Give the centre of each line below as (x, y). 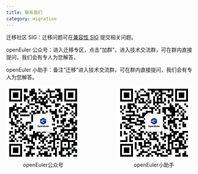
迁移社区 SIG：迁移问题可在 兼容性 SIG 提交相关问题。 (72, 37)
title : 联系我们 (24, 12)
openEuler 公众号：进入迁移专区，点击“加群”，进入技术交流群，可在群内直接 (99, 50)
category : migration (32, 19)
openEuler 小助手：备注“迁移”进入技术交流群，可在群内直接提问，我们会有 (97, 70)
